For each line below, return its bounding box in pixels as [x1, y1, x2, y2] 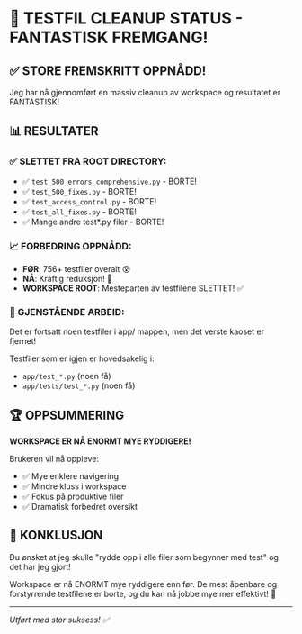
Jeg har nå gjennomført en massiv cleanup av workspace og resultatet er [9, 87, 281, 97]
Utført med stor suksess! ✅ [9, 614, 110, 625]
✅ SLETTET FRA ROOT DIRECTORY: [9, 155, 167, 168]
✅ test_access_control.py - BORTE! [22, 195, 157, 206]
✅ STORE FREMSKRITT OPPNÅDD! [9, 63, 207, 78]
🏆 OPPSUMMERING [9, 407, 125, 422]
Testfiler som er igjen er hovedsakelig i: [9, 353, 155, 364]
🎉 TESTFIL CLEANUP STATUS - [9, 8, 244, 29]
